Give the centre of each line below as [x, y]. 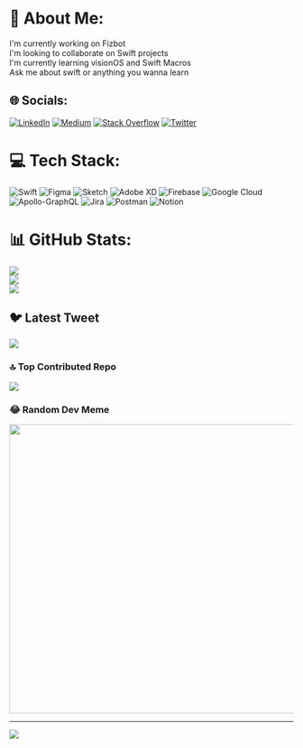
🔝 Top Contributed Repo [63, 367]
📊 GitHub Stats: [71, 239]
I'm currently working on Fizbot [68, 43]
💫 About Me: [57, 19]
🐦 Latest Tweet [55, 318]
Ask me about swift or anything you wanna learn [99, 72]
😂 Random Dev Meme [60, 409]
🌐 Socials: [39, 101]
